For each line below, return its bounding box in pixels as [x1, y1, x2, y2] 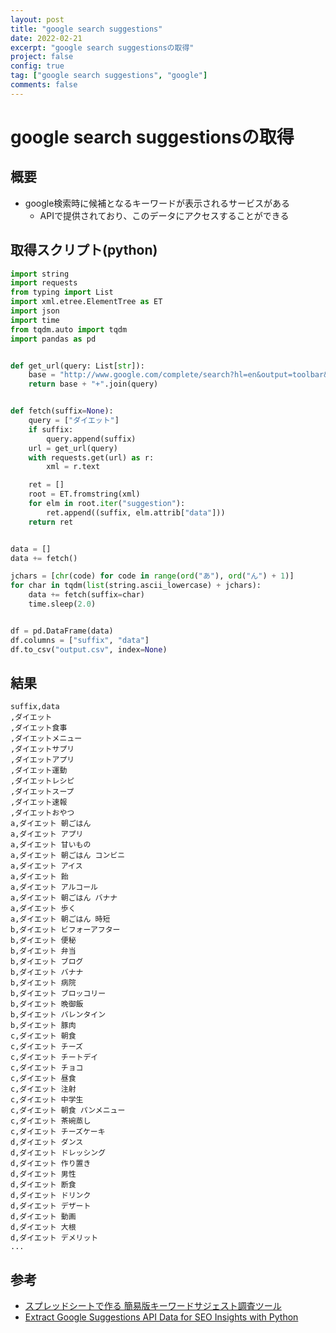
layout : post [10, 14, 65, 25]
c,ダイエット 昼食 [10, 1074, 77, 1084]
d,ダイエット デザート [10, 1201, 92, 1211]
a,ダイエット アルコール [10, 882, 98, 893]
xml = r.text [46, 462, 101, 472]
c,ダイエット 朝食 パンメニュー [10, 1106, 126, 1116]
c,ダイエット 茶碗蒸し [10, 1116, 92, 1126]
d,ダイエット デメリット [10, 1233, 99, 1243]
